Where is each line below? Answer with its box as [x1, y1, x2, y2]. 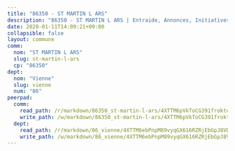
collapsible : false [7, 29, 64, 37]
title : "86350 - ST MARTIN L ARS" [7, 10, 108, 17]
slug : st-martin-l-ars [13, 56, 80, 63]
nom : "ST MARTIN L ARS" [13, 49, 83, 56]
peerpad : [7, 95, 33, 102]
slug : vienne [13, 81, 52, 88]
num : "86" [13, 88, 42, 95]
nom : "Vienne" [13, 74, 55, 82]
